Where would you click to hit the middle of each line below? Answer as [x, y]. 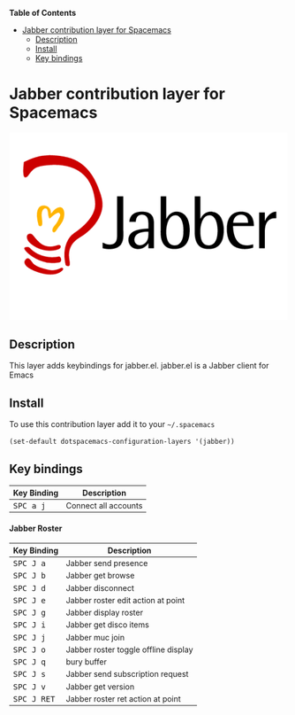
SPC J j [30, 637]
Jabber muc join [95, 637]
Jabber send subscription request [127, 674]
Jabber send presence [107, 563]
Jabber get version [100, 687]
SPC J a [30, 563]
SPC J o [30, 649]
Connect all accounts [104, 505]
